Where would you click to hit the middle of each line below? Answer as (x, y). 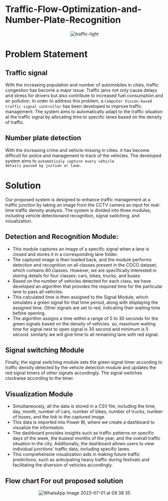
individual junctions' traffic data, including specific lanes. (71, 449)
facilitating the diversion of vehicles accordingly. (63, 465)
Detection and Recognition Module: (62, 237)
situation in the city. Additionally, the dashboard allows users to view (83, 444)
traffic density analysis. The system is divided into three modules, (83, 210)
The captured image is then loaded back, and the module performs (82, 260)
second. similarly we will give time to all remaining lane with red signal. (86, 334)
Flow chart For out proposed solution (64, 481)
